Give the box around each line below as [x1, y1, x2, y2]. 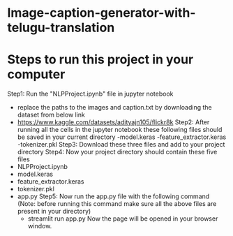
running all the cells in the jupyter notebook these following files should [17, 126, 223, 134]
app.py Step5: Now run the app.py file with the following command [17, 192, 210, 200]
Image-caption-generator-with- [7, 5, 196, 21]
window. [27, 222, 52, 230]
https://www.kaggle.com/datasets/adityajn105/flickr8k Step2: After [17, 118, 210, 126]
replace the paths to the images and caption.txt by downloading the [17, 103, 212, 112]
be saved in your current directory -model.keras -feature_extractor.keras [17, 133, 227, 141]
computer [7, 66, 66, 82]
